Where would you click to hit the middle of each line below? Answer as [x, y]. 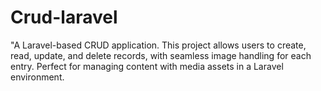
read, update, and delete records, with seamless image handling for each [161, 55]
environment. [37, 77]
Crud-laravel [64, 17]
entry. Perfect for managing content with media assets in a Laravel [147, 66]
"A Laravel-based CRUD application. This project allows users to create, [158, 45]
